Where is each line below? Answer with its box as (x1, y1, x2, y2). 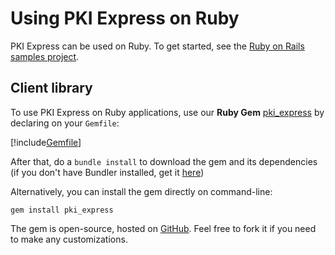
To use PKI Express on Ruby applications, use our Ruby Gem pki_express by (10, 106, 325, 118)
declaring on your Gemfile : (10, 117, 120, 129)
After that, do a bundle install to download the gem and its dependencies (10, 155, 318, 167)
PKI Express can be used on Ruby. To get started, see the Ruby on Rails (10, 40, 305, 52)
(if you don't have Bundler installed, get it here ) (10, 166, 205, 178)
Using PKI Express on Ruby (10, 7, 240, 30)
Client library (10, 80, 93, 97)
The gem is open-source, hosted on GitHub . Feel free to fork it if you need (10, 222, 317, 234)
